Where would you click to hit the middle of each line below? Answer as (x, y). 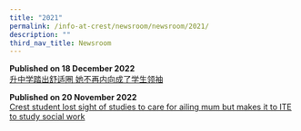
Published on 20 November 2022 (73, 98)
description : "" (40, 34)
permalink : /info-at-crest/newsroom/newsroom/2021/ (109, 26)
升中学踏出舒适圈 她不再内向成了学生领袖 (86, 80)
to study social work (47, 117)
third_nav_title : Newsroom (60, 43)
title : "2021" (36, 18)
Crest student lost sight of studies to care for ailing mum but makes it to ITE (151, 107)
